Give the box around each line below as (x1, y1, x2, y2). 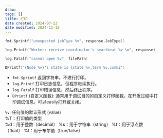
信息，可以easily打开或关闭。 (25, 99, 84, 105)
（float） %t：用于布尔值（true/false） (5, 127, 83, 133)
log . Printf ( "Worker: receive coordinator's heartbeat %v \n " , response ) (5, 47, 156, 52)
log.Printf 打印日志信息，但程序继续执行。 (12, 80, 100, 86)
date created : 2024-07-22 (5, 20, 57, 26)
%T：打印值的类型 (5, 115, 42, 121)
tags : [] (5, 12, 23, 17)
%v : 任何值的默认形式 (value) (5, 109, 61, 115)
